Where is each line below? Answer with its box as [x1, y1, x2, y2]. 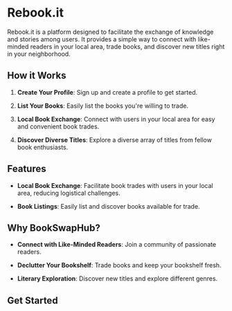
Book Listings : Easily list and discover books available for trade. [17, 202, 200, 210]
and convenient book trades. [17, 122, 100, 131]
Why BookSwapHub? [7, 222, 100, 234]
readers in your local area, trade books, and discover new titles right [30, 42, 225, 50]
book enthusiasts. [17, 143, 69, 151]
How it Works [7, 70, 66, 82]
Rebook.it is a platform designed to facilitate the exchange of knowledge [7, 28, 214, 36]
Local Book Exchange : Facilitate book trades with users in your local [17, 181, 213, 189]
